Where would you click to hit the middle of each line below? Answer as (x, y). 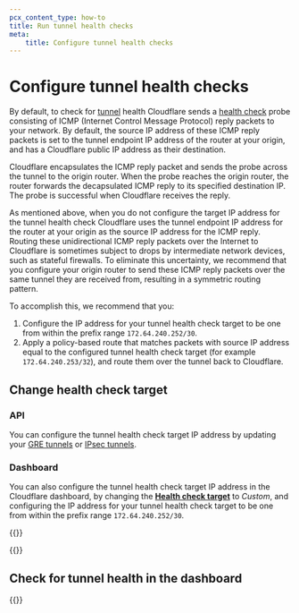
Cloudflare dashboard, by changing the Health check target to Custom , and (149, 497)
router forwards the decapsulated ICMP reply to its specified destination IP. (147, 186)
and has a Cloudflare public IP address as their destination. (117, 149)
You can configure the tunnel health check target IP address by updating (143, 434)
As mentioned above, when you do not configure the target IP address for (145, 213)
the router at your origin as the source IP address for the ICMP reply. (135, 232)
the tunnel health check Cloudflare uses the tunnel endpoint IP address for (146, 222)
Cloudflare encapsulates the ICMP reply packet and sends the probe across (149, 167)
